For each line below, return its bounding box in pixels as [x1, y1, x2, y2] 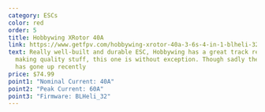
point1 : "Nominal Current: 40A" [8, 77, 114, 85]
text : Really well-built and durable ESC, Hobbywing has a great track [8, 48, 248, 56]
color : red [8, 19, 44, 27]
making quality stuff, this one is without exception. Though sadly [15, 56, 245, 64]
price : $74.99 [8, 70, 55, 78]
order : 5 [8, 26, 37, 34]
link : [8, 41, 26, 49]
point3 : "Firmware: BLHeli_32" [8, 92, 111, 100]
